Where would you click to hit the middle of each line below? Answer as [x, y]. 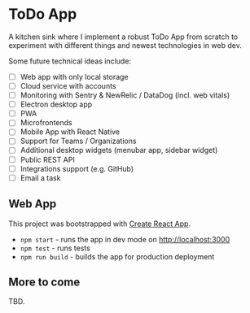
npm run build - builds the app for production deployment [117, 256]
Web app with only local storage [74, 76]
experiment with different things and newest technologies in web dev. [125, 45]
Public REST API [47, 159]
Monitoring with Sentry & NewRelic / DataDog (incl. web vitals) [125, 95]
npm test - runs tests [55, 248]
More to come [44, 282]
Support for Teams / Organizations [78, 141]
